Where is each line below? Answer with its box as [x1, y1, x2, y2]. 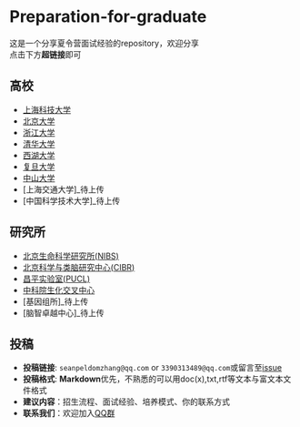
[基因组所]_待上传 [22, 296, 89, 307]
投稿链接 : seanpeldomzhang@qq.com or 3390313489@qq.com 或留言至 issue [22, 362, 283, 373]
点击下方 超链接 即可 [9, 48, 82, 60]
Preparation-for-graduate [9, 6, 207, 27]
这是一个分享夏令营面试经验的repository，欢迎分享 [9, 37, 200, 48]
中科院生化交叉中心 [22, 284, 95, 295]
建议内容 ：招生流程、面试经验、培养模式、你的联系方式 [22, 396, 230, 407]
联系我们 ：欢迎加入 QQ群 [22, 408, 115, 419]
